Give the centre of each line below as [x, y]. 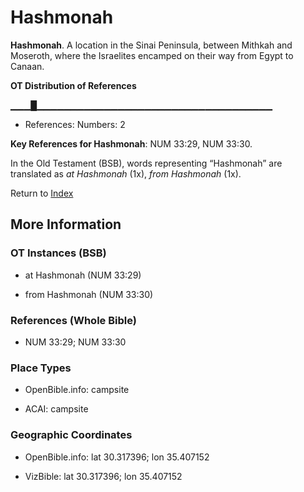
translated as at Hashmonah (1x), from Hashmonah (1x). [126, 173]
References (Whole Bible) [73, 320]
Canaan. [27, 66]
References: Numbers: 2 [75, 124]
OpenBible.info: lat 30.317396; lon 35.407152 [117, 457]
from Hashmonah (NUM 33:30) [89, 294]
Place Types [41, 368]
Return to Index [42, 193]
